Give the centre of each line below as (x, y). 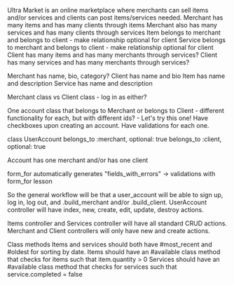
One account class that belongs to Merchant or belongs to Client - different (116, 111)
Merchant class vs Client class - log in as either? (77, 97)
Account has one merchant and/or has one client (78, 160)
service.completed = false (45, 274)
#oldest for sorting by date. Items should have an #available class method (114, 252)
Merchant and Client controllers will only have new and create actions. (109, 231)
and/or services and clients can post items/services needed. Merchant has (115, 18)
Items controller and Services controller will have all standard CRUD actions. (117, 223)
